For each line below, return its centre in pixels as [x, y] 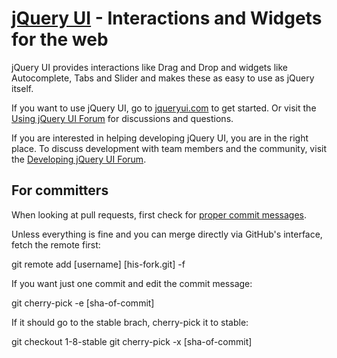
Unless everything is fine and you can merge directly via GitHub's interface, [167, 234]
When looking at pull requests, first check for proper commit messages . [159, 214]
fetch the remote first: [56, 244]
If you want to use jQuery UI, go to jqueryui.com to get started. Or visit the [164, 108]
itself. [22, 88]
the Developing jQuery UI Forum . [79, 159]
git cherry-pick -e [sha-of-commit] [83, 303]
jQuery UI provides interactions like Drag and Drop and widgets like [149, 67]
